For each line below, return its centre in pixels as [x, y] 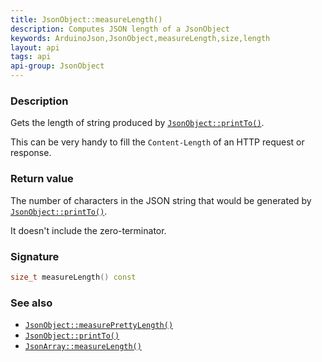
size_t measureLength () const [73, 277]
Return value [42, 179]
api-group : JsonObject [57, 66]
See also [31, 303]
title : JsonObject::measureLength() [86, 19]
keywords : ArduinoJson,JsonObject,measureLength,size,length [140, 38]
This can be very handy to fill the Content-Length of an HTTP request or [157, 142]
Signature [35, 256]
